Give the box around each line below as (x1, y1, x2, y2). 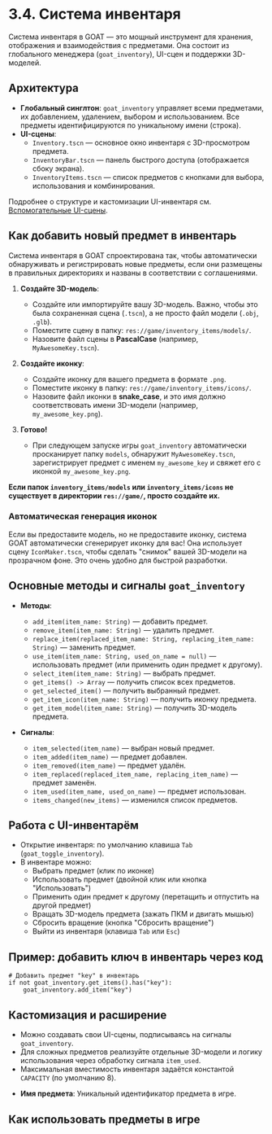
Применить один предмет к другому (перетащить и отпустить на (32, 892, 260, 902)
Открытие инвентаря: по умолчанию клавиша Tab (19, 840, 193, 850)
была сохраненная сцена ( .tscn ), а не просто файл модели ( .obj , (32, 308, 259, 317)
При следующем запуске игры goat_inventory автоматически (32, 440, 247, 450)
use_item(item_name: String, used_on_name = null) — (32, 650, 217, 660)
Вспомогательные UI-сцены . (8, 205, 108, 215)
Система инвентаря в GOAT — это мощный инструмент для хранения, (8, 32, 253, 42)
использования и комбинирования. (32, 181, 156, 190)
